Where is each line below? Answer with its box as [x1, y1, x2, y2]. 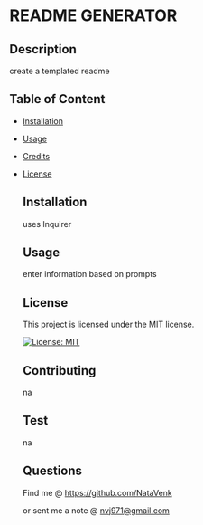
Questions [22, 463, 83, 479]
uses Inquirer [22, 218, 72, 229]
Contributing [22, 363, 97, 378]
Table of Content [9, 91, 106, 107]
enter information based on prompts [22, 269, 157, 280]
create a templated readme [9, 65, 110, 76]
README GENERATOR [9, 5, 178, 26]
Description [9, 42, 77, 57]
